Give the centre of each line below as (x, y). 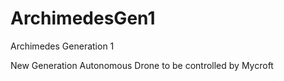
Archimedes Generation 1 (62, 46)
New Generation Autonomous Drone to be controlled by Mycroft (142, 65)
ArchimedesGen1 (83, 18)
